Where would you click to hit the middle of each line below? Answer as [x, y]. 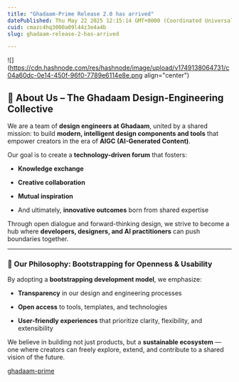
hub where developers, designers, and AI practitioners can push [104, 231]
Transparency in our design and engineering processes [100, 293]
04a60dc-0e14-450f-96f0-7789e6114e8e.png [75, 75]
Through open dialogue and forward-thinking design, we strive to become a [118, 224]
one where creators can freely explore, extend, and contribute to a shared [116, 350]
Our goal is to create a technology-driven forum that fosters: [97, 155]
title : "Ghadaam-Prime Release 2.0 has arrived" [81, 14]
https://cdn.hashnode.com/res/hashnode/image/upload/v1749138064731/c [119, 68]
